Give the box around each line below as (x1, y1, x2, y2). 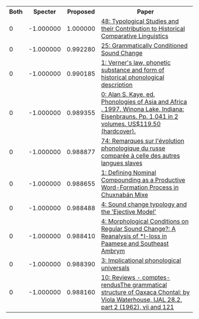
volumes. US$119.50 (101, 120, 161, 128)
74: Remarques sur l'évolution (101, 137, 185, 145)
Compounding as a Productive (101, 176, 185, 184)
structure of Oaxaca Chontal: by (101, 288, 190, 296)
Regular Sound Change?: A (101, 224, 176, 233)
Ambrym (101, 247, 126, 255)
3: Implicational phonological (101, 256, 182, 265)
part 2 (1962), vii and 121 (101, 303, 175, 311)
